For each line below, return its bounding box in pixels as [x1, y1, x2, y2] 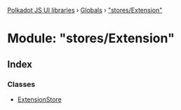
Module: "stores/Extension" [7, 31, 175, 46]
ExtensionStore [17, 95, 62, 104]
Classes [7, 79, 36, 89]
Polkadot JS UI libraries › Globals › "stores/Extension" [7, 6, 163, 14]
